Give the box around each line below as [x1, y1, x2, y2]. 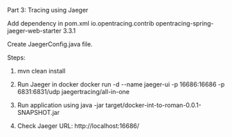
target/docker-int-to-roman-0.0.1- [105, 101, 202, 109]
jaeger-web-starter [7, 27, 62, 35]
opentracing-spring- [155, 19, 214, 27]
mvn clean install [17, 67, 66, 75]
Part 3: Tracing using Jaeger [7, 6, 89, 14]
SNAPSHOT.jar [17, 109, 60, 116]
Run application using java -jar [17, 101, 105, 109]
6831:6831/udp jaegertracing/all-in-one [17, 88, 130, 95]
